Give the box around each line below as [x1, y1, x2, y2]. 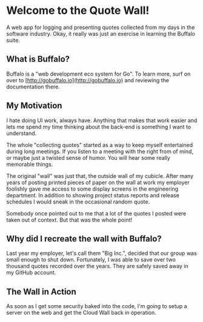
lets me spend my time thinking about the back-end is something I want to [6, 123, 191, 130]
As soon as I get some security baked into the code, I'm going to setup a [6, 303, 187, 310]
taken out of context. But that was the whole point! [6, 216, 133, 223]
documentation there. [6, 83, 61, 90]
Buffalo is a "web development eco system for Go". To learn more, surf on [6, 70, 191, 77]
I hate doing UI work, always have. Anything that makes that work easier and [6, 116, 198, 124]
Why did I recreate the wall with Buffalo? [6, 234, 162, 244]
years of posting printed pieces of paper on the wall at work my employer [6, 179, 190, 186]
